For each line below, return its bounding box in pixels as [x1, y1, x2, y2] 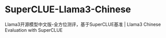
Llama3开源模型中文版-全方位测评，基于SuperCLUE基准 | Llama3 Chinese [5, 21, 161, 27]
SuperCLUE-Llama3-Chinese [5, 4, 131, 15]
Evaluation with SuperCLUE [5, 27, 63, 33]
